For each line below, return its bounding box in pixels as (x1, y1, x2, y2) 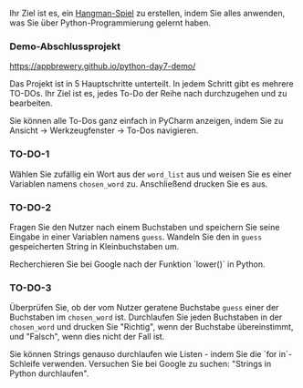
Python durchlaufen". (9, 368, 89, 379)
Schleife (9, 359, 41, 370)
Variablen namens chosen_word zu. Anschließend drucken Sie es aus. (9, 178, 268, 189)
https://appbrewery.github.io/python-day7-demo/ (9, 61, 196, 72)
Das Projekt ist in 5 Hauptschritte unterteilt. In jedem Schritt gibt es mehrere (9, 78, 294, 89)
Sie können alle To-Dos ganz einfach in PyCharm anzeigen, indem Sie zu (9, 116, 284, 127)
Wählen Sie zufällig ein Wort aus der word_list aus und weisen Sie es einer (9, 168, 292, 179)
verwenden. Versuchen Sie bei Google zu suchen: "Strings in (42, 359, 272, 370)
